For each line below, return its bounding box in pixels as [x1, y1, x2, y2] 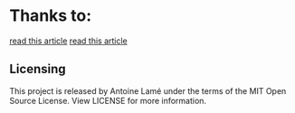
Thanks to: [9, 5, 92, 26]
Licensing [9, 61, 66, 77]
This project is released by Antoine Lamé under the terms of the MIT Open [9, 85, 287, 96]
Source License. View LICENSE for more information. [9, 95, 206, 106]
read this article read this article [9, 35, 128, 46]
